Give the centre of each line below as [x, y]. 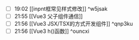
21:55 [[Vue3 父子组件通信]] [49, 16]
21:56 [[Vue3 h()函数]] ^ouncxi [52, 31]
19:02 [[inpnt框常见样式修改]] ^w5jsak [61, 9]
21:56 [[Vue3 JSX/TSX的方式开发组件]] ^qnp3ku [73, 24]
